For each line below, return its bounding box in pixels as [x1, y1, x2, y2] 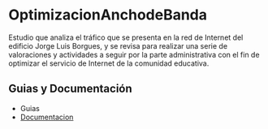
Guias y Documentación [8, 82, 132, 96]
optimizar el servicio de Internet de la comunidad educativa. [8, 58, 210, 68]
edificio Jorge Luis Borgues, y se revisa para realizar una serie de [8, 41, 228, 50]
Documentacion [19, 112, 74, 122]
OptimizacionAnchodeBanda [8, 6, 208, 24]
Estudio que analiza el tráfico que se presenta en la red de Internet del [8, 32, 244, 42]
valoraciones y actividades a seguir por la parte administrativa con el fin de [8, 49, 260, 59]
